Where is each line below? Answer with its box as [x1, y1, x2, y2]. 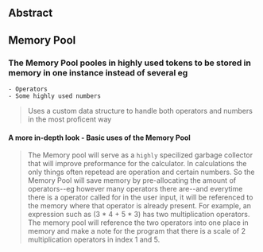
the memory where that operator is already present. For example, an [27, 201, 252, 211]
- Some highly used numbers [8, 92, 102, 100]
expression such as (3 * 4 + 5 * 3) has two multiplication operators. [27, 210, 250, 219]
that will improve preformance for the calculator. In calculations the [27, 159, 247, 169]
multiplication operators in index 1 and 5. [27, 235, 161, 245]
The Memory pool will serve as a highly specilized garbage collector [27, 150, 253, 160]
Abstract [8, 6, 53, 20]
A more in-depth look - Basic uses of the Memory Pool [8, 133, 191, 142]
